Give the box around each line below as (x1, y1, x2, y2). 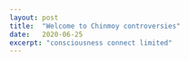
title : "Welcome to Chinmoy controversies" (9, 22, 181, 30)
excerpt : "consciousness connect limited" (9, 38, 173, 48)
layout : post (9, 13, 59, 22)
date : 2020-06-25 (9, 30, 84, 39)
